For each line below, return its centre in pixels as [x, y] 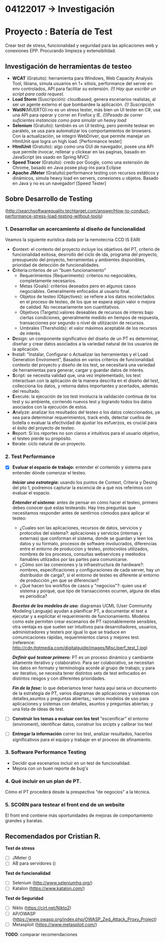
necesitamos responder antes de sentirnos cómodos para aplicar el [81, 513]
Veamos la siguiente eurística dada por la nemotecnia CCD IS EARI [73, 240]
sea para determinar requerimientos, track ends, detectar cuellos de [82, 418]
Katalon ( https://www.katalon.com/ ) [49, 889]
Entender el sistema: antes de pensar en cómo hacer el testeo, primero [85, 503]
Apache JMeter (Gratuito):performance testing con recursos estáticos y [85, 173]
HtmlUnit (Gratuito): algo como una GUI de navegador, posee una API [83, 146]
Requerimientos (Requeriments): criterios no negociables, [78, 276]
